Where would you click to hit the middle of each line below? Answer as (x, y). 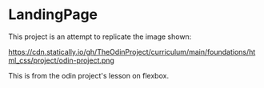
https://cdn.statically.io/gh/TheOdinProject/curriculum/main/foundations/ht (132, 52)
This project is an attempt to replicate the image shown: (100, 36)
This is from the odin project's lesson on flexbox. (89, 75)
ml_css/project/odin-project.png (61, 60)
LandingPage (53, 15)
